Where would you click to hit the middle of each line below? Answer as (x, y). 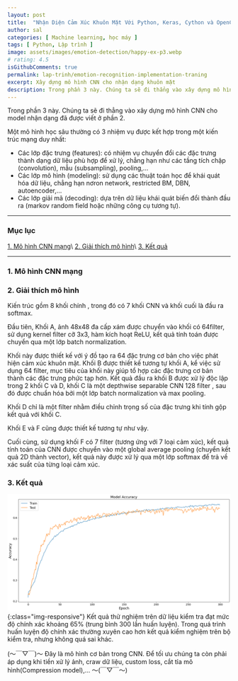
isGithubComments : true (42, 67)
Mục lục (22, 231)
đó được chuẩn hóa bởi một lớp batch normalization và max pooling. (107, 393)
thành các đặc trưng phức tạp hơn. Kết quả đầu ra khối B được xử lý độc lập (118, 378)
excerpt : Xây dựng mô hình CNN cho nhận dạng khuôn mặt (91, 82)
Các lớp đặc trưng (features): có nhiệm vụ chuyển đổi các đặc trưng (117, 153)
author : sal (25, 30)
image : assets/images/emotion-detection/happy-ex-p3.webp (95, 52)
